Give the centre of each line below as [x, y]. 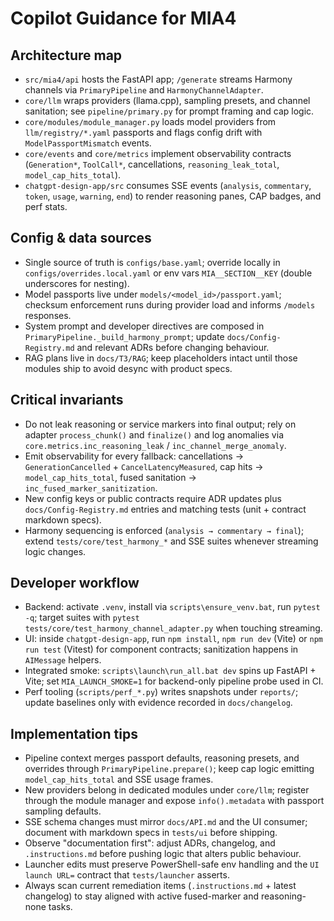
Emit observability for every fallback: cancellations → [134, 456]
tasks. [60, 907]
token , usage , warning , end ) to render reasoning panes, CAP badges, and [173, 196]
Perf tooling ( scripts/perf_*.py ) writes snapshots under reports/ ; [161, 692]
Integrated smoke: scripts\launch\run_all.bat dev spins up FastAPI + [170, 671]
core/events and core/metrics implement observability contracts [158, 153]
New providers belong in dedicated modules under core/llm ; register [167, 790]
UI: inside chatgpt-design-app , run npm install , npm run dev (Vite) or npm [173, 639]
